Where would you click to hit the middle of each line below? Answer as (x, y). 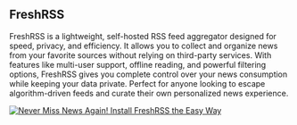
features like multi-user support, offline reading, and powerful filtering (138, 64)
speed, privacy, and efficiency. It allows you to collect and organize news (144, 46)
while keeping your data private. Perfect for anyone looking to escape (137, 83)
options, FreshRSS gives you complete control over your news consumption (148, 74)
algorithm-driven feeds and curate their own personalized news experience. (149, 93)
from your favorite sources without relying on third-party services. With (140, 55)
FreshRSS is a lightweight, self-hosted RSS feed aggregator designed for (143, 36)
